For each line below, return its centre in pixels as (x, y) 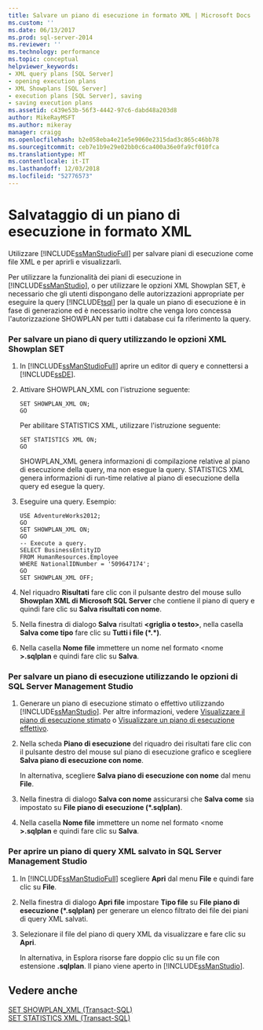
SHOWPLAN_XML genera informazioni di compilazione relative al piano (135, 461)
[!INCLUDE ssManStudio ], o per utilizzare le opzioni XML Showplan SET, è (127, 285)
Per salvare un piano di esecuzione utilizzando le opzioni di (123, 676)
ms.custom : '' (31, 23)
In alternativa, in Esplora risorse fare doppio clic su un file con (119, 957)
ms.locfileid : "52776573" (50, 176)
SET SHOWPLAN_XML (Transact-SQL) (71, 1010)
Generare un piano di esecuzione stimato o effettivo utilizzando (122, 703)
